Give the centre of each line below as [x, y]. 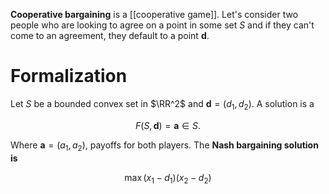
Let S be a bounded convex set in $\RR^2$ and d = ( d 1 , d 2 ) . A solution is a [162, 104]
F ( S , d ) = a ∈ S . [168, 125]
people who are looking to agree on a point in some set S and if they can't [162, 25]
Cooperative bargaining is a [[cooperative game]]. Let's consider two [154, 14]
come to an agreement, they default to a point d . [110, 35]
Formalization [69, 76]
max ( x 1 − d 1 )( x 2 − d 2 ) [168, 178]
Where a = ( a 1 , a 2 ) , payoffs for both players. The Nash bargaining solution [164, 146]
